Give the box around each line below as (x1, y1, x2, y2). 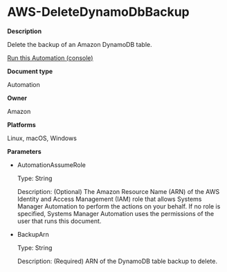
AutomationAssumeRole (17, 160, 87, 169)
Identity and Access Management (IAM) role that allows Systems (17, 195, 202, 203)
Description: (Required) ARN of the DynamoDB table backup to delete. (17, 257, 218, 265)
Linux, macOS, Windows (7, 134, 78, 142)
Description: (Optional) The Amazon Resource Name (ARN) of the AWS (17, 187, 220, 195)
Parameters (7, 147, 42, 155)
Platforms (7, 120, 36, 128)
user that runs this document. (17, 217, 102, 225)
